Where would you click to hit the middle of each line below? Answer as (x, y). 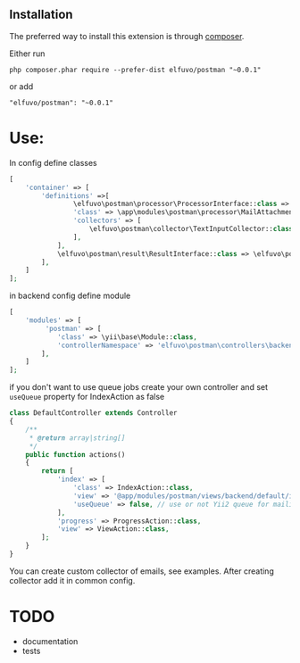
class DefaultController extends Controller (93, 413)
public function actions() (75, 454)
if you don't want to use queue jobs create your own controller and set (139, 387)
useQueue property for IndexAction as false (87, 397)
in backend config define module (70, 296)
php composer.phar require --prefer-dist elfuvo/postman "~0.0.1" (135, 70)
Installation (41, 15)
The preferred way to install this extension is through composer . (127, 36)
